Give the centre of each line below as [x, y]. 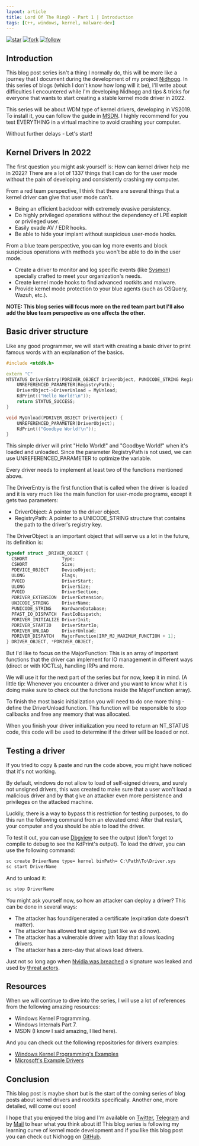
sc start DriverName [32, 866]
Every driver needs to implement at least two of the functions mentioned [94, 470]
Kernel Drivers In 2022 [49, 152]
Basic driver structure [47, 332]
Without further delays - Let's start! [49, 134]
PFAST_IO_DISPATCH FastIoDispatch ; [57, 614]
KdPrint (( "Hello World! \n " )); [54, 396]
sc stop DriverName [30, 889]
